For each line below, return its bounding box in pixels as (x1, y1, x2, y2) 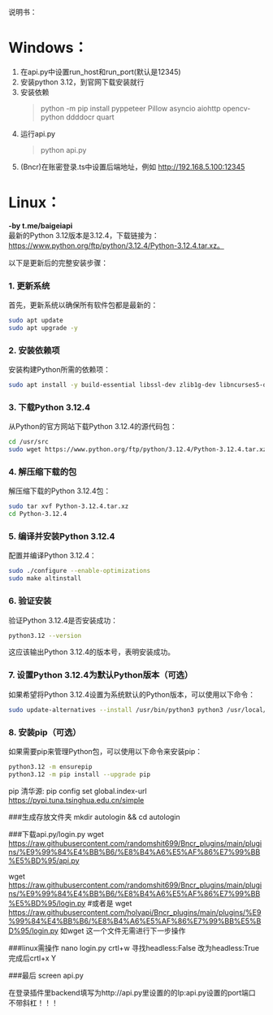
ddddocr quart (66, 112, 115, 122)
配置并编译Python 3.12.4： (8, 551, 97, 561)
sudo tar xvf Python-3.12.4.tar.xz (8, 502, 129, 510)
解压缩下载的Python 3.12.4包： (8, 486, 111, 496)
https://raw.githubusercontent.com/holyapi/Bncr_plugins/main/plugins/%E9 (8, 907, 262, 917)
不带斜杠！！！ (8, 998, 58, 1008)
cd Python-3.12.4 (8, 510, 67, 518)
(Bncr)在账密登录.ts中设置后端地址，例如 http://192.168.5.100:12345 (19, 162, 245, 171)
